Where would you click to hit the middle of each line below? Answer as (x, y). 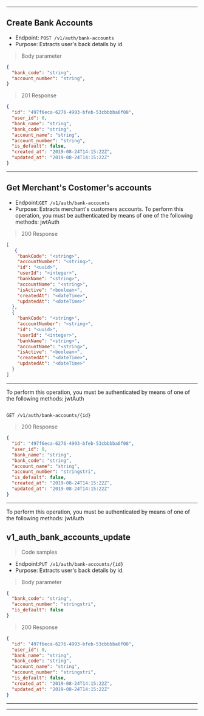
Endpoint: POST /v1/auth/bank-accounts (64, 38)
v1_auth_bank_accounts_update (68, 538)
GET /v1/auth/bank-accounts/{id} (49, 416)
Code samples (39, 552)
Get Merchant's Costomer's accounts (79, 188)
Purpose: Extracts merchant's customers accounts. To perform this (99, 209)
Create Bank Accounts (49, 23)
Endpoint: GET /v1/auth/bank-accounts (63, 202)
